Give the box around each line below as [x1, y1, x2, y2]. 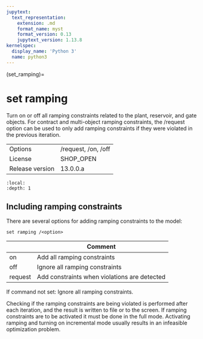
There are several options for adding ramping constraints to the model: [6, 217, 182, 225]
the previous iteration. [6, 131, 61, 138]
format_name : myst [17, 25, 63, 32]
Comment [86, 243, 116, 251]
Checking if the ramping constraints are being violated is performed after [6, 300, 188, 307]
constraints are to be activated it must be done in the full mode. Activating [6, 312, 190, 320]
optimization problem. [6, 325, 61, 333]
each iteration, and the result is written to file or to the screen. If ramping [6, 306, 187, 314]
